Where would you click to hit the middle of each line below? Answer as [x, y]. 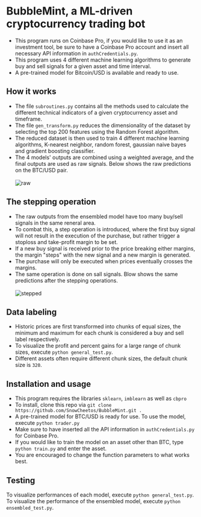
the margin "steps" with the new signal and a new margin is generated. [103, 255]
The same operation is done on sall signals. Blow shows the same [96, 274]
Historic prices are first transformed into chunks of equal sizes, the [98, 327]
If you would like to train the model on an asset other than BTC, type [99, 442]
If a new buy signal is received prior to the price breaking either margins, [105, 248]
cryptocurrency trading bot [76, 24]
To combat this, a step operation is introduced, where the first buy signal [105, 229]
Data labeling [32, 312]
